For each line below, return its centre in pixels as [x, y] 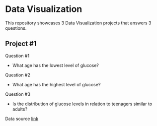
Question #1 [17, 56]
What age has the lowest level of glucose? [56, 65]
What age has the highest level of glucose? [56, 84]
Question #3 [18, 94]
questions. [16, 28]
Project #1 [21, 44]
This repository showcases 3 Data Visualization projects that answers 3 [78, 23]
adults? [20, 109]
